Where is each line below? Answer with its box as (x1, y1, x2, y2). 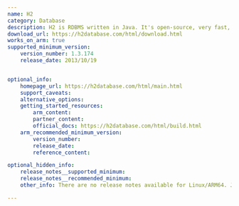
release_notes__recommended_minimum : (20, 175, 132, 182)
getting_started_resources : (20, 103, 103, 110)
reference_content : (33, 149, 91, 156)
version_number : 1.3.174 (20, 51, 94, 58)
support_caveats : (20, 89, 72, 96)
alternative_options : (20, 96, 84, 103)
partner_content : (33, 115, 84, 123)
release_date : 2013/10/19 (20, 57, 97, 64)
